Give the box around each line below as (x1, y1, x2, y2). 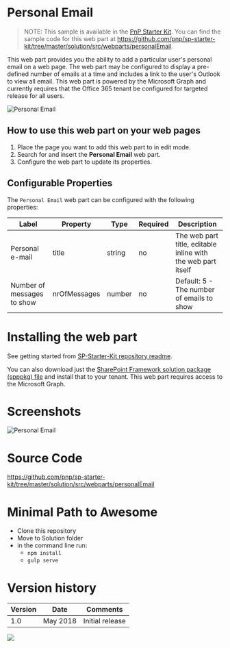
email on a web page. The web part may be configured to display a (7, 62, 196, 71)
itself (175, 265, 192, 275)
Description (177, 219, 217, 229)
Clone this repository (16, 527, 77, 535)
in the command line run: (16, 541, 88, 549)
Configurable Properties (7, 177, 113, 189)
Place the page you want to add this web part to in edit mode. (16, 142, 191, 151)
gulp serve (27, 557, 59, 564)
